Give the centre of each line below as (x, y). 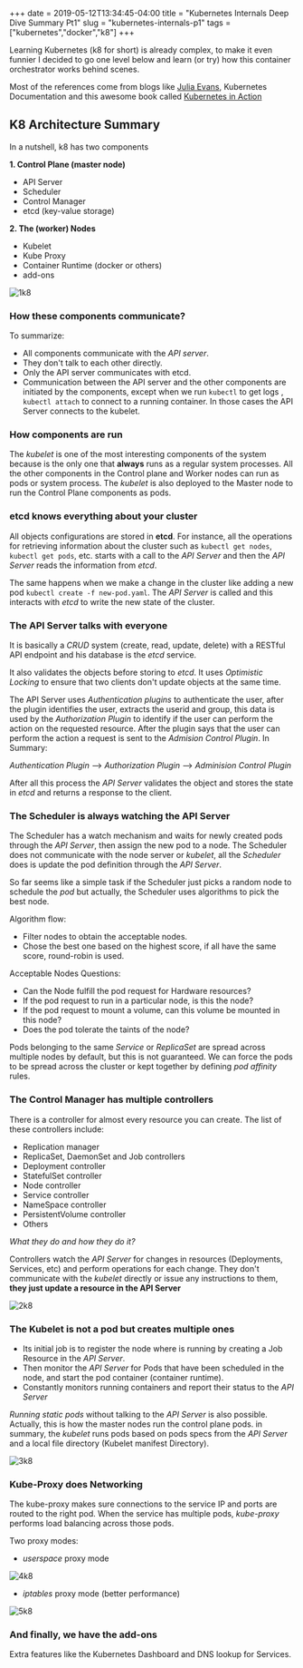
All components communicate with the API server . (116, 354)
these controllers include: (57, 1129)
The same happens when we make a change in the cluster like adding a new (151, 582)
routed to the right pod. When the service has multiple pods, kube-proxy (144, 1514)
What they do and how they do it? (72, 1241)
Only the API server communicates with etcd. (107, 373)
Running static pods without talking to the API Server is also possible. (139, 1414)
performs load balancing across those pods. (92, 1524)
